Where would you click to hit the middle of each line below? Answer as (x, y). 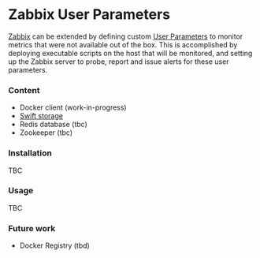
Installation (30, 153)
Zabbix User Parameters (89, 15)
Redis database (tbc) (54, 125)
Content (24, 90)
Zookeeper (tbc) (46, 133)
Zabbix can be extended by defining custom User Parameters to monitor (126, 36)
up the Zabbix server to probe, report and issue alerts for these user (119, 62)
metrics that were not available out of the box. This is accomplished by (123, 44)
